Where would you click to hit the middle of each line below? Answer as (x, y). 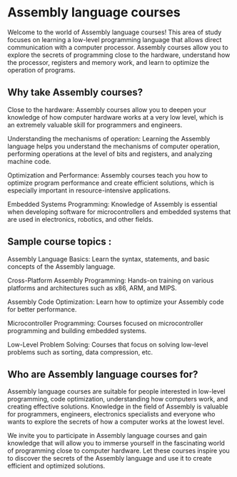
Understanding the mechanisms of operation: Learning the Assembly (109, 138)
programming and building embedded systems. (77, 330)
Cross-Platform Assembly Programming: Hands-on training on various (111, 280)
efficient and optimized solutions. (56, 466)
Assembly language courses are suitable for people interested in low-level (117, 391)
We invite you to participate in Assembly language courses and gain (107, 436)
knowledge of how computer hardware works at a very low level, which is (115, 117)
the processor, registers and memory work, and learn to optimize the (109, 62)
